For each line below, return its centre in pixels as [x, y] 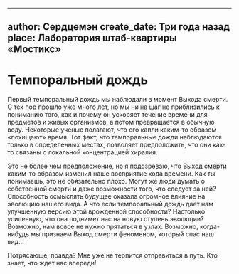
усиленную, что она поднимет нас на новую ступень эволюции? [106, 219]
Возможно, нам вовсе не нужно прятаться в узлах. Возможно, [103, 227]
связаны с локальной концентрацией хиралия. [86, 152]
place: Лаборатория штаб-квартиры [92, 38]
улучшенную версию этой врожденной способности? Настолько [106, 211]
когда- [210, 227]
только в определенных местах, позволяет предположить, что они [109, 145]
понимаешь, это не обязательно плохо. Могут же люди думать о [106, 181]
